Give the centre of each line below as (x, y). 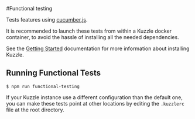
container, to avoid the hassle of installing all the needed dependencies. (93, 37)
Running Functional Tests (54, 73)
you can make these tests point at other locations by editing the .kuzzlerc (95, 103)
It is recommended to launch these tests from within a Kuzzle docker (89, 31)
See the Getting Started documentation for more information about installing (98, 48)
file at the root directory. (35, 110)
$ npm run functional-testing (43, 86)
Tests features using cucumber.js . (47, 20)
